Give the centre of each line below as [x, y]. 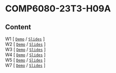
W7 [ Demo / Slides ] [25, 65]
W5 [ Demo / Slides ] [25, 60]
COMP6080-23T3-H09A [58, 9]
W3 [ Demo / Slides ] [25, 49]
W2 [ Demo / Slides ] [25, 44]
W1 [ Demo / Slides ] [25, 39]
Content [18, 27]
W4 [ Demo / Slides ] [25, 55]
